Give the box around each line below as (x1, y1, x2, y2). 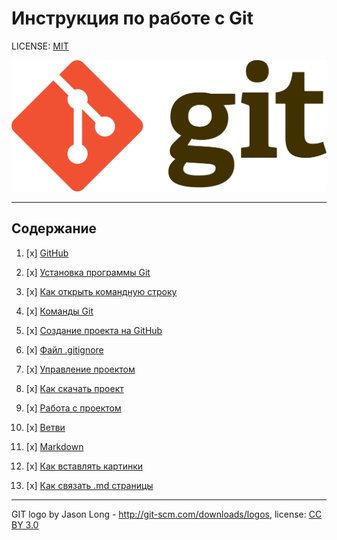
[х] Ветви (25, 421, 66, 433)
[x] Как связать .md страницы (25, 479, 154, 491)
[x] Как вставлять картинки (25, 460, 144, 472)
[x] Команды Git (25, 305, 94, 317)
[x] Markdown (25, 440, 84, 452)
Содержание (11, 220, 98, 237)
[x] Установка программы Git (25, 266, 151, 278)
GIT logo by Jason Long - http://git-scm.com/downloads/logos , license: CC (11, 508, 323, 520)
